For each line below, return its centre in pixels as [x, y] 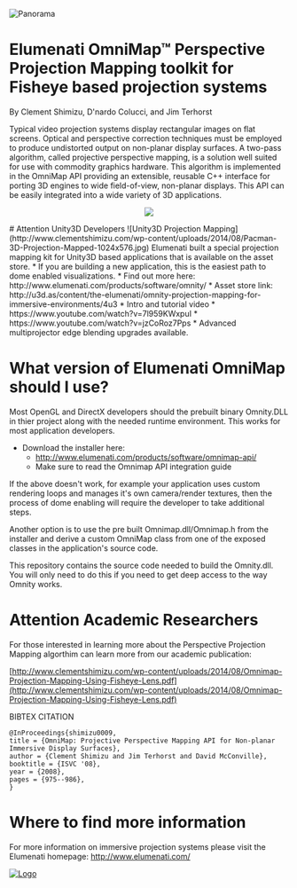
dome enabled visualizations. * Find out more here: [102, 276]
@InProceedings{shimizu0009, [63, 733]
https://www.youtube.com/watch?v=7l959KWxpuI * [103, 313]
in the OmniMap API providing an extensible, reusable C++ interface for [140, 176]
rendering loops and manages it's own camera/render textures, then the [141, 493]
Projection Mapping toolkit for [121, 69]
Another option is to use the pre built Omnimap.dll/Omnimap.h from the [139, 529]
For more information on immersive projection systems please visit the [137, 846]
